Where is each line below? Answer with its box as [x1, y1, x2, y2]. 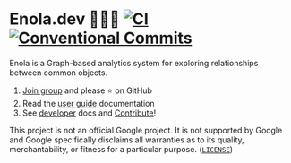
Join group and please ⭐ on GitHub [21, 85, 152, 96]
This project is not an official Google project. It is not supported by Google [9, 124, 283, 135]
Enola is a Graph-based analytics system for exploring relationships [9, 57, 259, 68]
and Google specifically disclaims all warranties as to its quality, [9, 134, 244, 145]
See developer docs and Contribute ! [21, 107, 157, 118]
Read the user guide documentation [21, 98, 155, 108]
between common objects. [9, 67, 108, 78]
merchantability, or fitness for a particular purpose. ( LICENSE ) [9, 143, 234, 154]
